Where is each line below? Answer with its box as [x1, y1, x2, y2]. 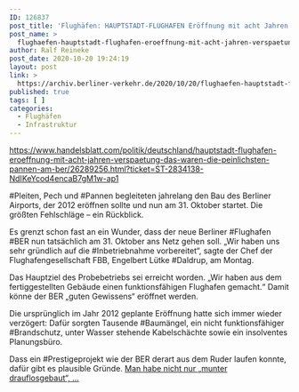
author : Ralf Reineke [9, 46, 90, 55]
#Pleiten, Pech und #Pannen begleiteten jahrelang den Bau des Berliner [9, 190, 271, 201]
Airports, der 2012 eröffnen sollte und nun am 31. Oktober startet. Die [9, 200, 263, 210]
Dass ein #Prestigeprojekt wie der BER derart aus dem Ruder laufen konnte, [9, 354, 287, 364]
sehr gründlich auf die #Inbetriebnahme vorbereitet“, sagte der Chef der [9, 245, 273, 256]
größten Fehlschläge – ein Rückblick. [9, 210, 144, 220]
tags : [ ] [9, 95, 46, 105]
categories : [9, 104, 53, 113]
